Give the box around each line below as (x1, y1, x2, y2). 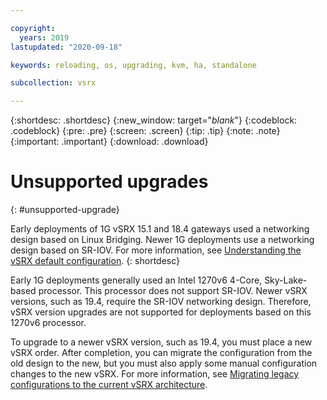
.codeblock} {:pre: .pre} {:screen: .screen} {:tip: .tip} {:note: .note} (10, 125, 281, 137)
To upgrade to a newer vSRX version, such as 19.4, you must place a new (10, 336, 313, 348)
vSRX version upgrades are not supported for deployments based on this (10, 306, 312, 318)
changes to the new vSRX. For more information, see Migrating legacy (10, 368, 300, 380)
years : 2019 (19, 32, 70, 43)
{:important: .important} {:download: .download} (10, 136, 209, 148)
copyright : (10, 23, 56, 33)
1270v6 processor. (10, 317, 87, 329)
